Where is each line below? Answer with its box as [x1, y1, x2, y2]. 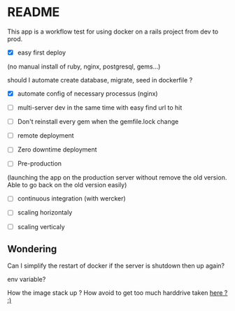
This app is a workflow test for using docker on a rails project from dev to [7, 27, 219, 36]
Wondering [7, 243, 57, 255]
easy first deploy [17, 48, 66, 57]
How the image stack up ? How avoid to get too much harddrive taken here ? [7, 289, 228, 297]
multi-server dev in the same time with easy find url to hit [17, 103, 183, 112]
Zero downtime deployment [17, 145, 97, 154]
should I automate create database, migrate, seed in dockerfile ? [7, 76, 193, 84]
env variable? [7, 275, 46, 284]
